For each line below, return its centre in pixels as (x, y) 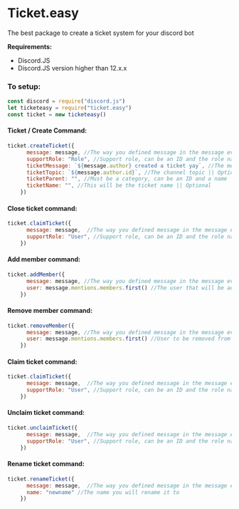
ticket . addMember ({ (36, 274)
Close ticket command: (42, 208)
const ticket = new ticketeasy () (57, 114)
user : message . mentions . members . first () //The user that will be (125, 288)
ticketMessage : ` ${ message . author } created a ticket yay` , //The (125, 165)
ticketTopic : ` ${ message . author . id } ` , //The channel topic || (120, 173)
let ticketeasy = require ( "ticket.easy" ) (70, 108)
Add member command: (44, 259)
